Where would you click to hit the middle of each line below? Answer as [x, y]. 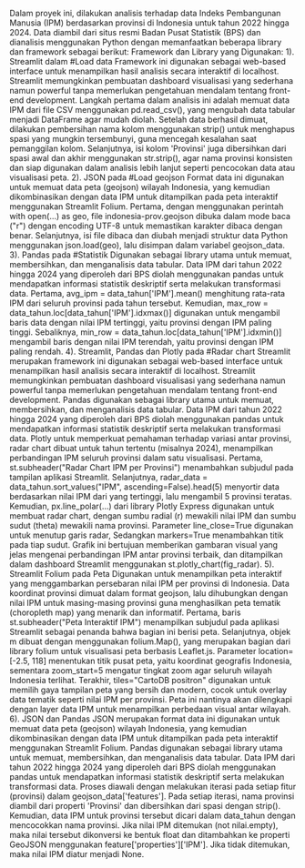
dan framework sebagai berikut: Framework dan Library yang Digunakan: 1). [152, 52]
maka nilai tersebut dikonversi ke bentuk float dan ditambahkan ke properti [150, 835]
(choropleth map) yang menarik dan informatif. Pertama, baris [125, 612]
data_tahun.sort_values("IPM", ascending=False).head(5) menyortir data [145, 487]
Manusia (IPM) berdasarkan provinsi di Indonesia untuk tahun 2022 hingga [149, 23]
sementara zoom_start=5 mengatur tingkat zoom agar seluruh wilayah [141, 671]
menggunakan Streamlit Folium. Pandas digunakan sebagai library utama [146, 748]
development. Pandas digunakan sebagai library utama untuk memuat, [142, 400]
